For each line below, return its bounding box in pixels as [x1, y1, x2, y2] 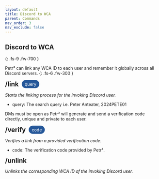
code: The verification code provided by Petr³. [12, 147, 105, 153]
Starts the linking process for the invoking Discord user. [5, 92, 116, 98]
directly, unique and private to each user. [5, 116, 87, 121]
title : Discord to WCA [5, 12, 51, 16]
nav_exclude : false [5, 25, 45, 30]
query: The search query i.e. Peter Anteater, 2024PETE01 [12, 101, 127, 107]
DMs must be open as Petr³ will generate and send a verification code [5, 111, 145, 117]
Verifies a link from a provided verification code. [5, 137, 102, 143]
